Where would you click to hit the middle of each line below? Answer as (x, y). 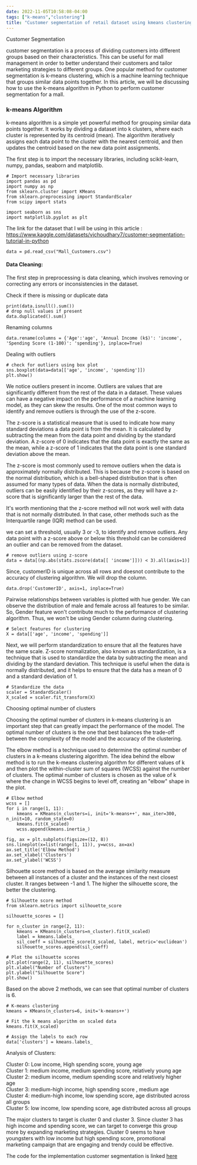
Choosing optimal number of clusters (51, 708)
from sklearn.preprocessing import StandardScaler (69, 197)
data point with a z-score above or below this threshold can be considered (96, 538)
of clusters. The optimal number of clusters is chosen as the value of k (91, 775)
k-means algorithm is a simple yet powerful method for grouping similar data (98, 123)
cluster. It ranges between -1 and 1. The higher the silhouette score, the (92, 883)
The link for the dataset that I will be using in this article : (74, 228)
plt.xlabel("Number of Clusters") (48, 967)
